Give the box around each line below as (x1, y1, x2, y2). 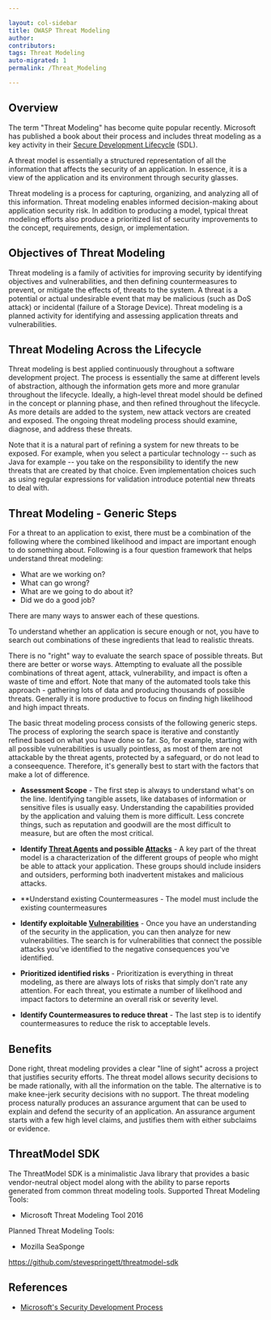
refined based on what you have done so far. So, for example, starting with (8, 736, 257, 745)
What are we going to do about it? (19, 587, 133, 596)
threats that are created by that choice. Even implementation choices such (8, 466, 256, 476)
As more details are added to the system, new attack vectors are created (8, 407, 251, 417)
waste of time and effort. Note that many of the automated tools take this (8, 677, 251, 686)
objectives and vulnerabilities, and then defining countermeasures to (8, 276, 237, 286)
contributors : (8, 41, 57, 49)
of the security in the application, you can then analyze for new (19, 927, 231, 937)
